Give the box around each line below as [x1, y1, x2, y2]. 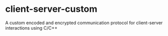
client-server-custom [5, 3, 97, 15]
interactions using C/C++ [5, 25, 58, 31]
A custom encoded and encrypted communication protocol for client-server [5, 20, 163, 26]
